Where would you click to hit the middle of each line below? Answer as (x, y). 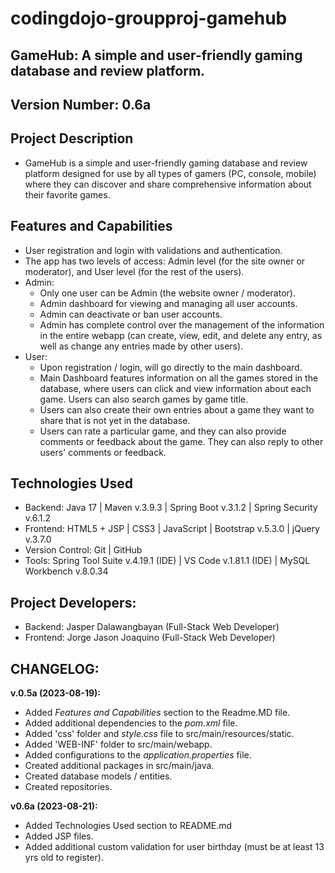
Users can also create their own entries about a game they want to (177, 409)
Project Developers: (73, 602)
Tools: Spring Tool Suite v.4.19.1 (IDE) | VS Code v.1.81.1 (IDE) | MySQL (167, 561)
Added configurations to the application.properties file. (138, 755)
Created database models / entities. (98, 776)
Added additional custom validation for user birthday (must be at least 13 (174, 847)
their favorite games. (67, 194)
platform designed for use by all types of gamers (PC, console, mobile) (170, 173)
